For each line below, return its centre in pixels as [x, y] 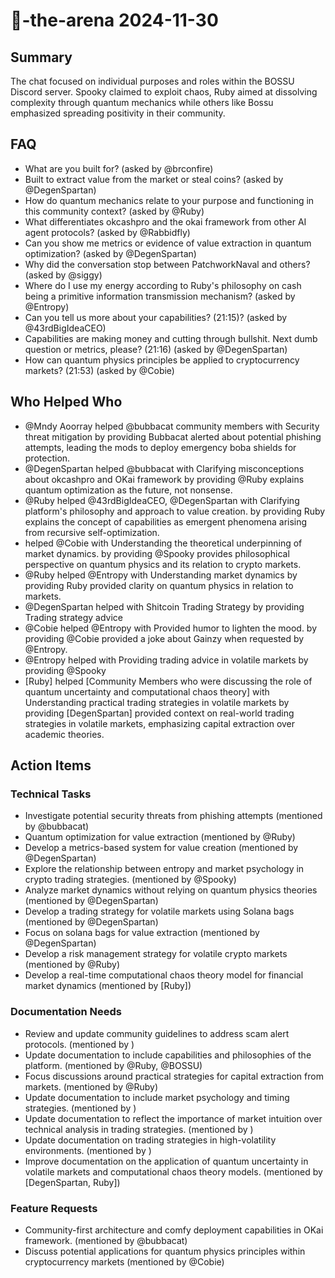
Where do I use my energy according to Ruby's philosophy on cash [163, 285]
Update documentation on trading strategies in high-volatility [150, 1140]
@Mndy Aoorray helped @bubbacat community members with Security [172, 426]
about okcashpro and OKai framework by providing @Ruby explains [164, 479]
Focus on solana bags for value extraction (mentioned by [142, 933]
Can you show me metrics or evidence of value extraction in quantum [168, 243]
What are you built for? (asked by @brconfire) [119, 168]
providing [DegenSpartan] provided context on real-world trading [159, 713]
